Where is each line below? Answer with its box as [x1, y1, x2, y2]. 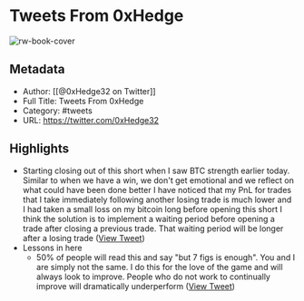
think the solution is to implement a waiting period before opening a [22, 213, 275, 224]
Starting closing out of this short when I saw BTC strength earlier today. [22, 165, 290, 176]
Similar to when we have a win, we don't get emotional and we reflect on [22, 174, 295, 186]
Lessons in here [22, 242, 83, 253]
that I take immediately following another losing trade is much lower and [22, 194, 292, 205]
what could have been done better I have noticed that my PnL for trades [22, 184, 292, 195]
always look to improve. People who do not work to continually [35, 271, 270, 282]
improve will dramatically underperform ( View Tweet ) [35, 280, 236, 291]
